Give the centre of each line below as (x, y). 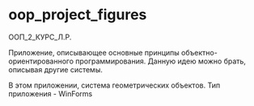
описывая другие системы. (55, 69)
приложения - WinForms (51, 93)
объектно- (199, 52)
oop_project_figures (78, 15)
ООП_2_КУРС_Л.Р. (40, 37)
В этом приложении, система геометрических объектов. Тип (114, 85)
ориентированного (41, 61)
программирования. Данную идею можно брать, (161, 61)
